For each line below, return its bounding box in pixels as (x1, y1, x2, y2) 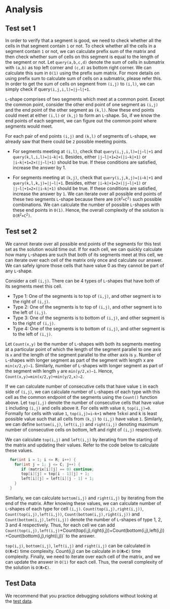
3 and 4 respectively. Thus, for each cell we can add (5, 522, 115, 528)
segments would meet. (5, 123, 53, 129)
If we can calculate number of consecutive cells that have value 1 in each (5, 383, 158, 389)
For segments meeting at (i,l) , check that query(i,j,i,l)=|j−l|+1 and (12, 148, 162, 154)
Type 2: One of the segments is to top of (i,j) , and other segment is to (12, 303, 162, 310)
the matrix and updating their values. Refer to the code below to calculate (5, 442, 159, 448)
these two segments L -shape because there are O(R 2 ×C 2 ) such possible (12, 196, 162, 202)
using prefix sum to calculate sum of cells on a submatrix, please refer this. (5, 75, 162, 81)
